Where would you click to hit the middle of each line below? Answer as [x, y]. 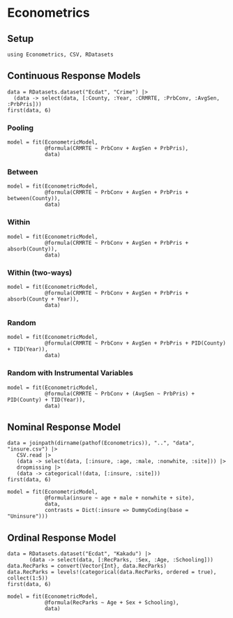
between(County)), [34, 199]
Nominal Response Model [64, 427]
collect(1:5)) [28, 578]
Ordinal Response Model [62, 537]
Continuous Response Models [74, 76]
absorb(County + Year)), [43, 299]
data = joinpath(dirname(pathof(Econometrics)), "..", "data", [101, 443]
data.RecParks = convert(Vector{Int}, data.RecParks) [87, 566]
